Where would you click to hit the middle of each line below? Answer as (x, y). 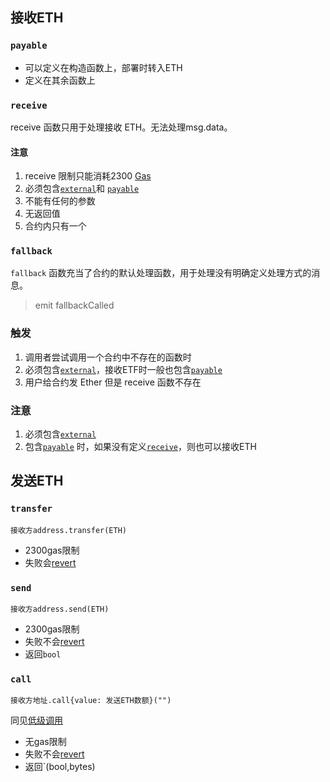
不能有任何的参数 (60, 201)
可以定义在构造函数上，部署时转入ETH (103, 67)
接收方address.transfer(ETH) (69, 530)
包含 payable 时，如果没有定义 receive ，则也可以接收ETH (140, 447)
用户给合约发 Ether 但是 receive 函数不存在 (113, 382)
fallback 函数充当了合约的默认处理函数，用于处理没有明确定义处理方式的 (161, 273)
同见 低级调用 (36, 720)
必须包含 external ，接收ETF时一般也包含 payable (123, 369)
